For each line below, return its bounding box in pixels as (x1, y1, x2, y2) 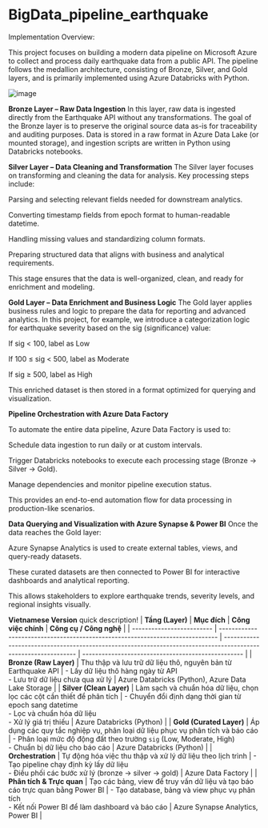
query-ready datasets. (8, 551, 82, 561)
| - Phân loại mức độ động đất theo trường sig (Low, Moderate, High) (8, 734, 235, 743)
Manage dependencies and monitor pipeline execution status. (8, 479, 212, 489)
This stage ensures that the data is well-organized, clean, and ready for (8, 274, 244, 283)
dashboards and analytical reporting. (8, 575, 130, 585)
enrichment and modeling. (8, 282, 95, 291)
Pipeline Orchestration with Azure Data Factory (8, 409, 169, 418)
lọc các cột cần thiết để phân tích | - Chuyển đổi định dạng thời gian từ (8, 691, 242, 701)
